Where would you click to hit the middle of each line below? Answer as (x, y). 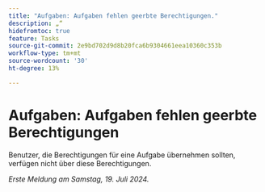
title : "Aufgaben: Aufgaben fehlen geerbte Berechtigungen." (114, 16)
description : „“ (36, 23)
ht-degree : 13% (34, 69)
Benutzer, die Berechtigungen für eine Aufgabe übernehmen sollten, (122, 155)
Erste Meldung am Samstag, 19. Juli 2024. (79, 179)
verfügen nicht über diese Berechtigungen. (80, 163)
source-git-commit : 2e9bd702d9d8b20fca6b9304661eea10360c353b (115, 46)
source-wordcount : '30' (48, 61)
